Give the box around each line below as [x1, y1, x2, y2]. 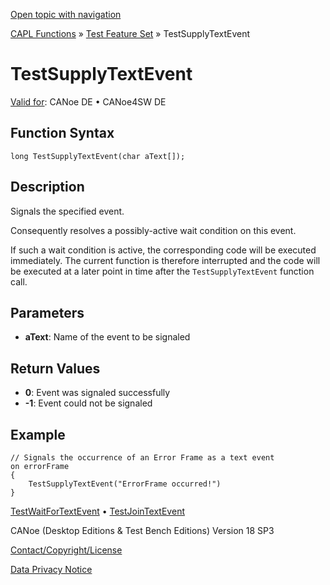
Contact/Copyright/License [10, 544, 123, 556]
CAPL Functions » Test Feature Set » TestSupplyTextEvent [10, 28, 251, 39]
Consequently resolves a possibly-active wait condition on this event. [10, 224, 297, 236]
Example [10, 426, 66, 443]
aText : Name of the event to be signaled [24, 331, 191, 343]
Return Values [10, 360, 101, 377]
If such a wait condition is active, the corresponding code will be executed [10, 244, 317, 256]
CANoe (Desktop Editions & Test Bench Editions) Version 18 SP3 [10, 525, 275, 536]
